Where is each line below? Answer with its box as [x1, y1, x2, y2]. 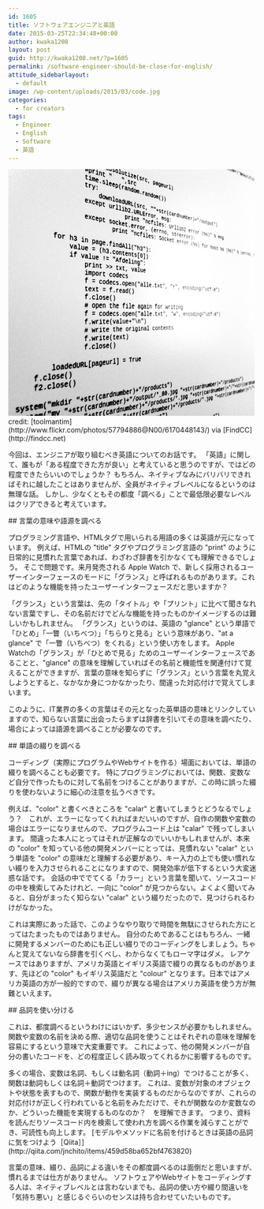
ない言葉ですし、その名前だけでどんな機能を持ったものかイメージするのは [8, 608, 250, 618]
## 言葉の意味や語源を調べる [8, 515, 102, 525]
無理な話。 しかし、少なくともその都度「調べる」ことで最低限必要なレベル [8, 489, 252, 499]
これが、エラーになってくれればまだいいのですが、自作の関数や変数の [28, 814, 256, 823]
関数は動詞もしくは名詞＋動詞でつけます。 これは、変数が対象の [8, 1078, 217, 1087]
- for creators [15, 104, 65, 112]
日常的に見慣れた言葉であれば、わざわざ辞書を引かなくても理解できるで [8, 552, 243, 562]
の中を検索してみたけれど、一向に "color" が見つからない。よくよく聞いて [8, 882, 248, 892]
